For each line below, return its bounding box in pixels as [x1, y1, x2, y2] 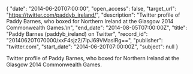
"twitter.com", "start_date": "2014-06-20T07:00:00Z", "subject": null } [6, 43, 179, 50]
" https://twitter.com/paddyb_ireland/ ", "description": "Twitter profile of [6, 11, 180, 18]
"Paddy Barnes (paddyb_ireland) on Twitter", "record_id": [6, 30, 148, 38]
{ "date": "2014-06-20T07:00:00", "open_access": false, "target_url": [6, 5, 177, 12]
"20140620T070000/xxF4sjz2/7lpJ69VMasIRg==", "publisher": [6, 37, 163, 44]
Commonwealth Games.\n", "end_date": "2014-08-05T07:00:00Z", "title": [6, 24, 188, 31]
